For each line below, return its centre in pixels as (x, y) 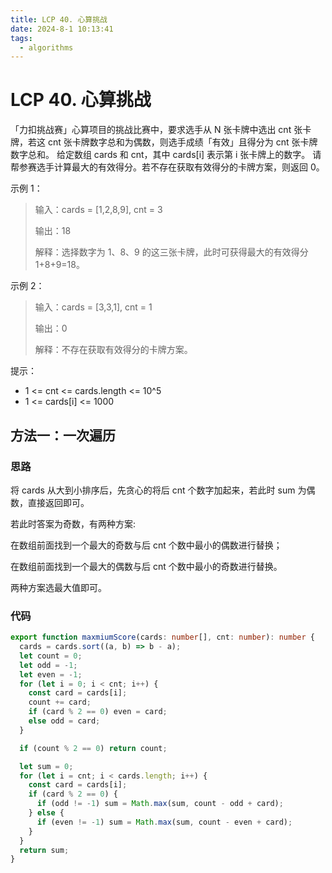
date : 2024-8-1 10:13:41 (62, 29)
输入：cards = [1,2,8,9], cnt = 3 (98, 210)
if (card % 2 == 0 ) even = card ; (98, 712)
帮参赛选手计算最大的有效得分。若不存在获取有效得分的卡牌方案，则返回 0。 (167, 167)
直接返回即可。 (58, 502)
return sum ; (44, 850)
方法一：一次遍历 (63, 435)
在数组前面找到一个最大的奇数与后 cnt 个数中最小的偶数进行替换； (146, 545)
